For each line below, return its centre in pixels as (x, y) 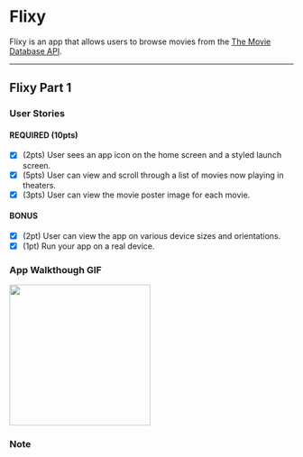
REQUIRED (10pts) (44, 135)
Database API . (36, 50)
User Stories (37, 114)
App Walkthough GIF (55, 270)
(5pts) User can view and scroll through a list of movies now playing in (153, 175)
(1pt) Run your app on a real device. (88, 246)
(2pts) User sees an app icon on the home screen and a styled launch (152, 155)
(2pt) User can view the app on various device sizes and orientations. (151, 235)
